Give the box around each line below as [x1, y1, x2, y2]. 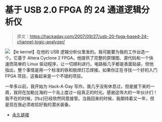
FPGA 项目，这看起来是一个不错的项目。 [5, 73, 86, 79]
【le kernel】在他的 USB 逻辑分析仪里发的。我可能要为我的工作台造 [11, 49, 145, 55]
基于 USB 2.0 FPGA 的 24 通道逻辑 [5, 4, 141, 15]
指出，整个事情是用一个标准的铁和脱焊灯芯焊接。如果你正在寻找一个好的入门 [5, 67, 158, 73]
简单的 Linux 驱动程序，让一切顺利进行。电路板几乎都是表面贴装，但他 [13, 61, 154, 67]
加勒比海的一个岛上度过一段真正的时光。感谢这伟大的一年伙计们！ [26, 89, 158, 95]
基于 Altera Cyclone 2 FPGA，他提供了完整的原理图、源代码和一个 [17, 55, 149, 61]
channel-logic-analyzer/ [16, 39, 65, 45]
